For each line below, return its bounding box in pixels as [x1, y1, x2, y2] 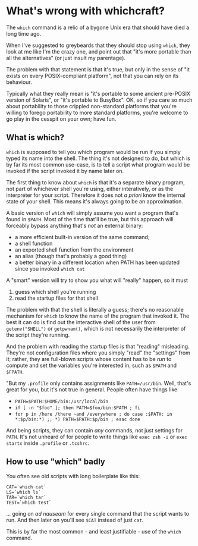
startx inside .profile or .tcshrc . [6, 439, 90, 447]
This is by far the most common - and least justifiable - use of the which [6, 528, 181, 535]
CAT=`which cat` [6, 484, 46, 490]
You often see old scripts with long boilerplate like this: [6, 472, 140, 479]
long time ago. [6, 30, 42, 37]
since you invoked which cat [14, 265, 85, 272]
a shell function [14, 240, 53, 247]
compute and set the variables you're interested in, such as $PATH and [6, 362, 177, 369]
